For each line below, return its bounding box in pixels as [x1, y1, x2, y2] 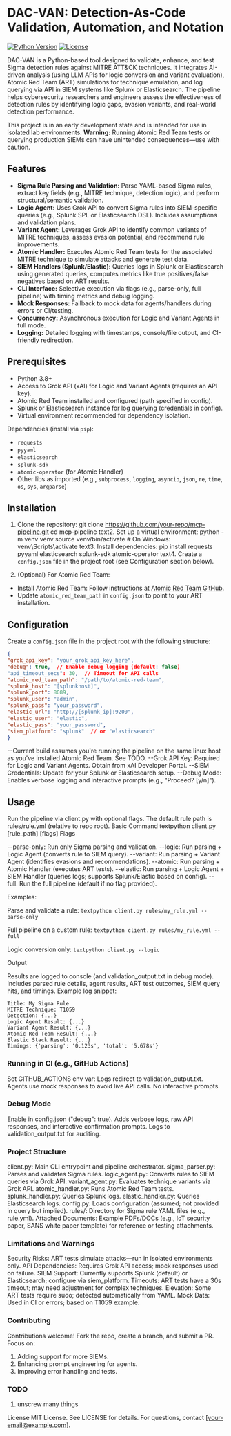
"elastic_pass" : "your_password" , [7, 721, 107, 728]
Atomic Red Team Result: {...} [7, 1030, 97, 1038]
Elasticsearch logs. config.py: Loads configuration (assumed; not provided [7, 1199, 219, 1208]
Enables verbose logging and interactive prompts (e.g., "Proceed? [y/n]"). [7, 776, 217, 784]
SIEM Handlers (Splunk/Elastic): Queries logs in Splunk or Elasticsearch [17, 262, 224, 271]
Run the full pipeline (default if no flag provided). [19, 879, 157, 888]
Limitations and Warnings [7, 1239, 95, 1248]
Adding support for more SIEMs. [17, 1352, 109, 1361]
